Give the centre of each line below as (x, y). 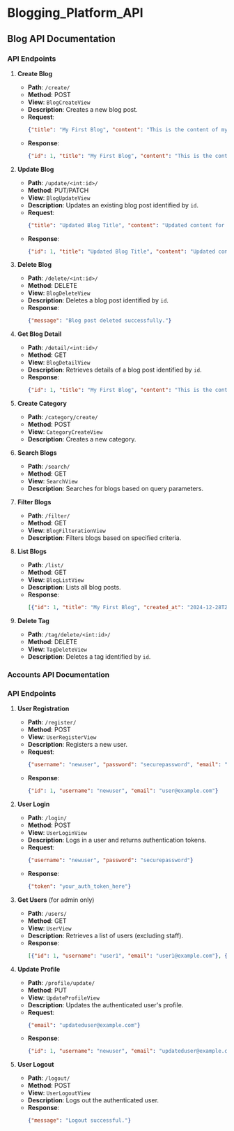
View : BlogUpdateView (59, 198)
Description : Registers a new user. (77, 745)
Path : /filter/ (49, 516)
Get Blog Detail (39, 334)
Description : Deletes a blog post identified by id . (98, 300)
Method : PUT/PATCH (58, 190)
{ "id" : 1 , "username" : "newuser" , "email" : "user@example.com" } (123, 791)
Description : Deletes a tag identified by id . (89, 657)
